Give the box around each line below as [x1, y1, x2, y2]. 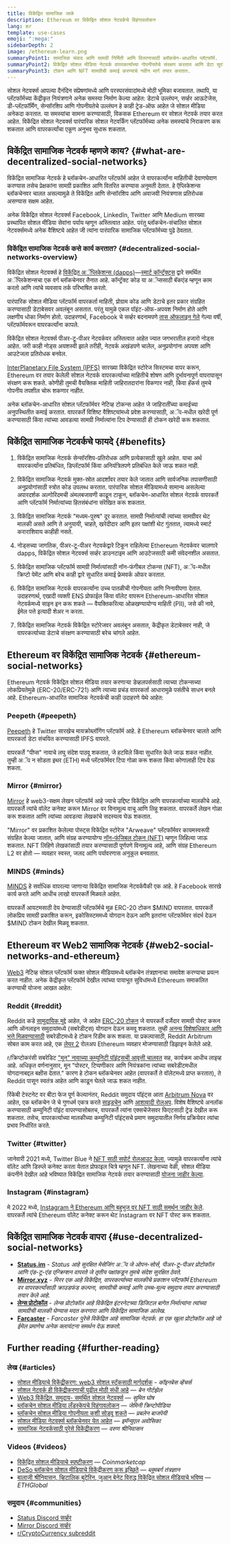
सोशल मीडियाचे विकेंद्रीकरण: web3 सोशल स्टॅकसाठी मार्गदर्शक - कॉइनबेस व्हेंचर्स [16, 1378, 192, 1386]
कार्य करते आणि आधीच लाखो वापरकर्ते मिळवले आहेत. [7, 890, 121, 899]
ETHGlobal [16, 1481, 48, 1489]
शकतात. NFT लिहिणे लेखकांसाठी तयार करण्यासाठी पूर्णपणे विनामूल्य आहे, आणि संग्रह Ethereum [7, 841, 217, 849]
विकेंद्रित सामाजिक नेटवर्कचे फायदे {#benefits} [7, 436, 166, 447]
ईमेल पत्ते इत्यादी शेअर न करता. [16, 608, 84, 616]
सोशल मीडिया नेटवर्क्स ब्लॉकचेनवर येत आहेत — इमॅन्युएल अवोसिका [16, 1417, 161, 1425]
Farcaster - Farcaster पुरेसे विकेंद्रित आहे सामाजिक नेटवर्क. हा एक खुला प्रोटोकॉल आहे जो [16, 1314, 221, 1322]
